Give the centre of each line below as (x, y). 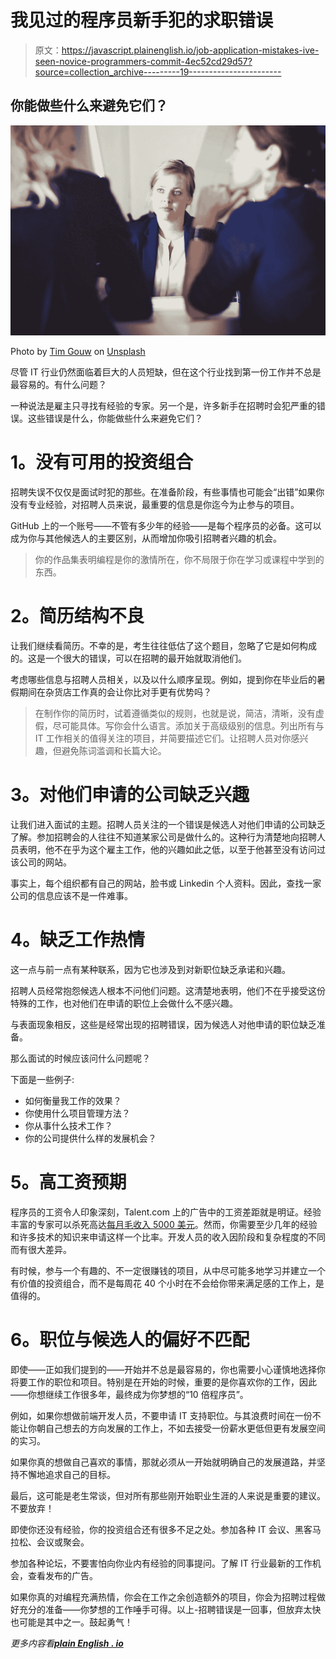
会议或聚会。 (63, 1542)
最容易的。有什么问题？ (58, 384)
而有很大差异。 (41, 1249)
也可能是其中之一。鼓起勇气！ (71, 1622)
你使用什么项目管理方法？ (77, 1113)
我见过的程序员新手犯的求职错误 (142, 20)
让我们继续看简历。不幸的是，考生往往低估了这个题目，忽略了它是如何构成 (163, 645)
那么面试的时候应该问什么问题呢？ (80, 1058)
